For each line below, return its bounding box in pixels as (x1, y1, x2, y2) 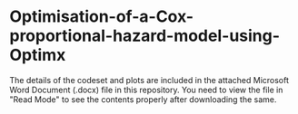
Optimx (9, 45, 66, 65)
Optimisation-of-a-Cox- (9, 6, 194, 27)
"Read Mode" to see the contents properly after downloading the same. (9, 93, 277, 105)
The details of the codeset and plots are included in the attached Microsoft (9, 74, 289, 85)
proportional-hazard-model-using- (9, 25, 280, 46)
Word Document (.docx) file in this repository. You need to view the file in (9, 84, 283, 95)
